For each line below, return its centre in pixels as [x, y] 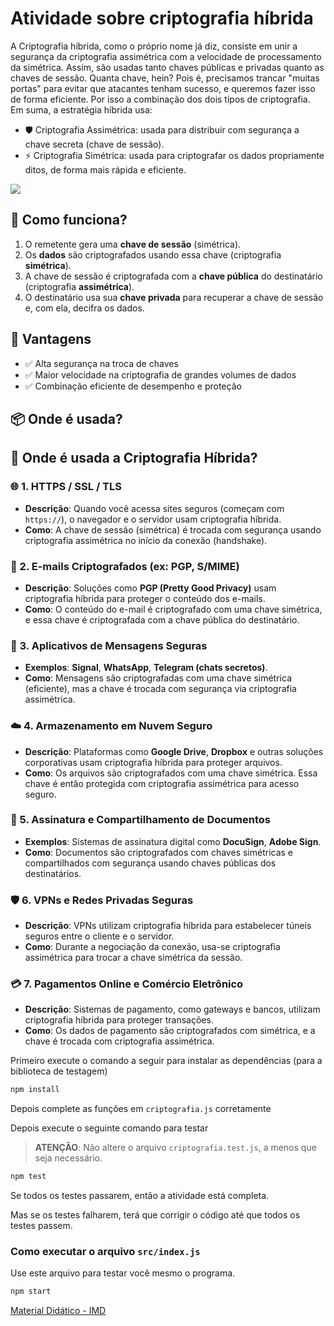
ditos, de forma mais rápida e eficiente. [105, 169]
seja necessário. [68, 1158]
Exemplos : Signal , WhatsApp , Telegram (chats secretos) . [146, 668]
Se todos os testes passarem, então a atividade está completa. [140, 1196]
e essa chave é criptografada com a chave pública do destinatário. [162, 619]
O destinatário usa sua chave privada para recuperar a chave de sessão [174, 297]
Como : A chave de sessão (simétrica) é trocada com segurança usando [173, 529]
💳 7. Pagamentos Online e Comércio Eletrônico [127, 984]
